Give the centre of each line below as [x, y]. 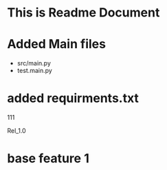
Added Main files [57, 44]
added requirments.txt [73, 98]
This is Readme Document [83, 13]
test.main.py [35, 71]
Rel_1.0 [16, 131]
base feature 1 [48, 159]
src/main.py [34, 63]
